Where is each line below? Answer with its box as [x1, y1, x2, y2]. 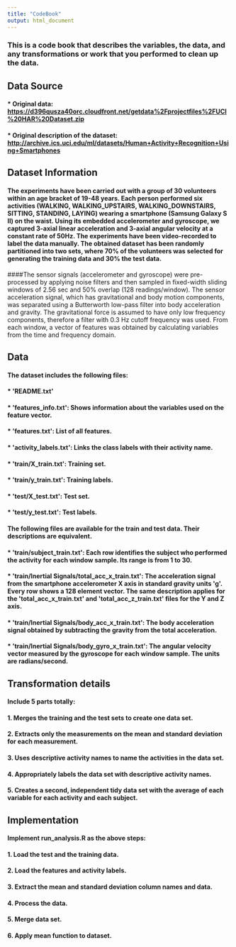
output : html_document [7, 17, 74, 24]
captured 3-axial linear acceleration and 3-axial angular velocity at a [7, 224, 214, 233]
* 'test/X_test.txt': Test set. [7, 492, 90, 500]
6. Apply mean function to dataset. [7, 931, 112, 940]
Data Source [7, 79, 63, 92]
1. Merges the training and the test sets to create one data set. [7, 714, 193, 722]
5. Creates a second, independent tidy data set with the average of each [7, 786, 224, 794]
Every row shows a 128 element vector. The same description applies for [7, 587, 225, 596]
